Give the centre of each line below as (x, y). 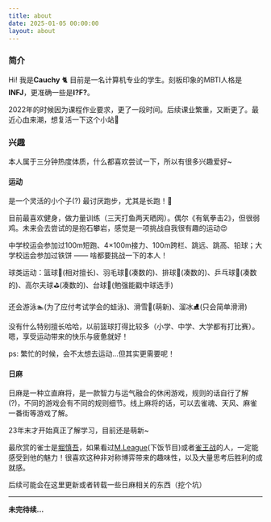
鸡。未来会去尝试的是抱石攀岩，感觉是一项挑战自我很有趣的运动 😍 (118, 228)
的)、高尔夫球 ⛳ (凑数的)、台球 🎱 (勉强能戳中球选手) (91, 285)
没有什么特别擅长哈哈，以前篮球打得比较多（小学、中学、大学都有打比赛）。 (134, 327)
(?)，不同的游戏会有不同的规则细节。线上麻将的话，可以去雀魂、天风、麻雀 (133, 403)
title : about (30, 16)
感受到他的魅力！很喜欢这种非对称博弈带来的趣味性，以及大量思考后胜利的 (132, 457)
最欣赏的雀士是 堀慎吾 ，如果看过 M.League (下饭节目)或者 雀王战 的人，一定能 (134, 448)
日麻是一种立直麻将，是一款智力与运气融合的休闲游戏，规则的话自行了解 (128, 393)
